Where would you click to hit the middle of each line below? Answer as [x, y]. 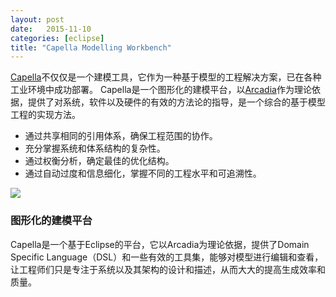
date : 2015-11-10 [51, 29]
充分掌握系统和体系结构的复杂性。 [95, 148]
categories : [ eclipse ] [57, 38]
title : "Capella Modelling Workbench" [91, 47]
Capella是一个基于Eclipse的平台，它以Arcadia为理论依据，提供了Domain [160, 244]
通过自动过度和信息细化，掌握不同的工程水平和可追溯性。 [143, 173]
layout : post [37, 19]
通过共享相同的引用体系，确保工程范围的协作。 [121, 136]
